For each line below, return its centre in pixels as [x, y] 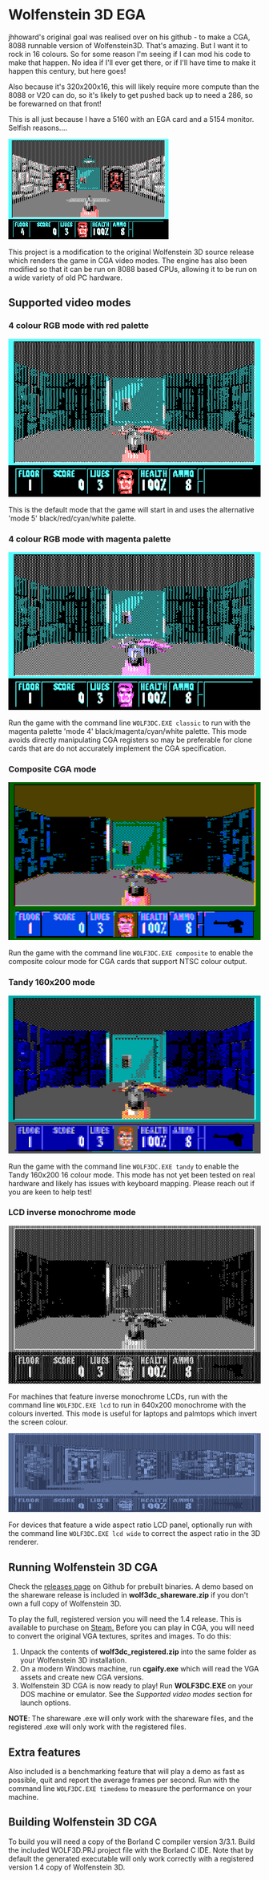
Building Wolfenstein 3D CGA [83, 1822]
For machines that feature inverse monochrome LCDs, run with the [118, 1396]
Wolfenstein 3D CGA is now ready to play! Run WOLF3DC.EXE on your [137, 1686]
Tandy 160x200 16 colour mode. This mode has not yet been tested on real [132, 1175]
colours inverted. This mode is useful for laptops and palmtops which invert [133, 1413]
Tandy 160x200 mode [52, 983]
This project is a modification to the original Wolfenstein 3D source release [131, 252]
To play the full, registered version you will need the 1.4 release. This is [125, 1619]
